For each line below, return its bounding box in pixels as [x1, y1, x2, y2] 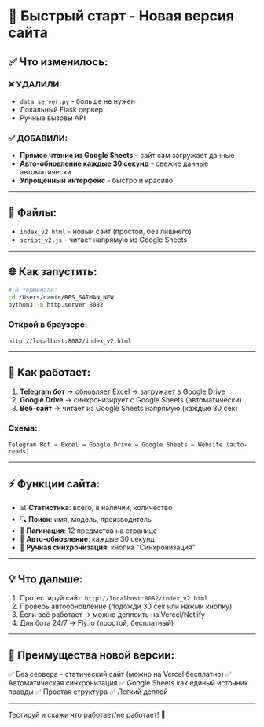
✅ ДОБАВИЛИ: [8, 133, 68, 144]
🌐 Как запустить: [8, 265, 97, 278]
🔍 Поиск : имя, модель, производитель [19, 514, 152, 523]
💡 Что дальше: [8, 573, 83, 586]
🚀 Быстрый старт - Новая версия [8, 7, 234, 25]
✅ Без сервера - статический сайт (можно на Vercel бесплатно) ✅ [8, 670, 232, 679]
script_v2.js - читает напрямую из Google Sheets [19, 235, 188, 244]
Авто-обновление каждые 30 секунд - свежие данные [19, 159, 209, 168]
